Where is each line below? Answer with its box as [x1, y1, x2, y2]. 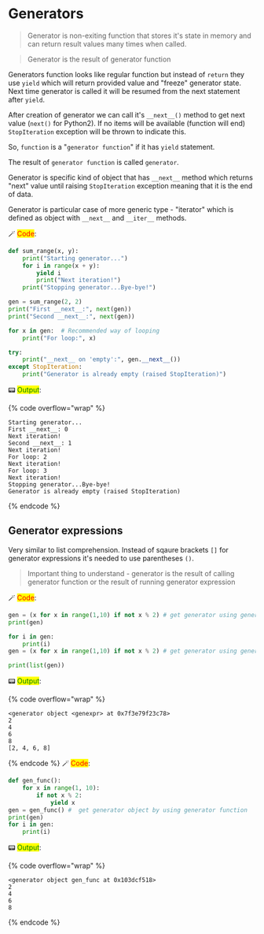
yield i [36, 269, 61, 277]
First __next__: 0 [8, 426, 68, 434]
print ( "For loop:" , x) [22, 334, 97, 342]
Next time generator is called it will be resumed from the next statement [8, 86, 240, 95]
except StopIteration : [8, 363, 82, 371]
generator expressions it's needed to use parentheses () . [8, 553, 194, 563]
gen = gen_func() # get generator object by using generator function [8, 806, 247, 814]
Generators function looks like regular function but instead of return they [8, 69, 245, 79]
